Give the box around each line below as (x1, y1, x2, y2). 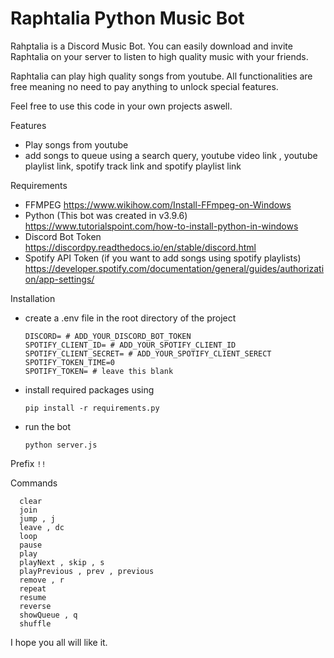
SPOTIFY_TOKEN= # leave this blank (24, 366, 174, 376)
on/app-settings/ (24, 273, 95, 285)
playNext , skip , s (19, 557, 105, 567)
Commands (10, 477, 58, 489)
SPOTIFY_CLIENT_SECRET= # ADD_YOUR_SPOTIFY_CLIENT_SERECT (24, 348, 272, 359)
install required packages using (24, 383, 155, 396)
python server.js (24, 440, 98, 450)
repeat (19, 583, 47, 594)
